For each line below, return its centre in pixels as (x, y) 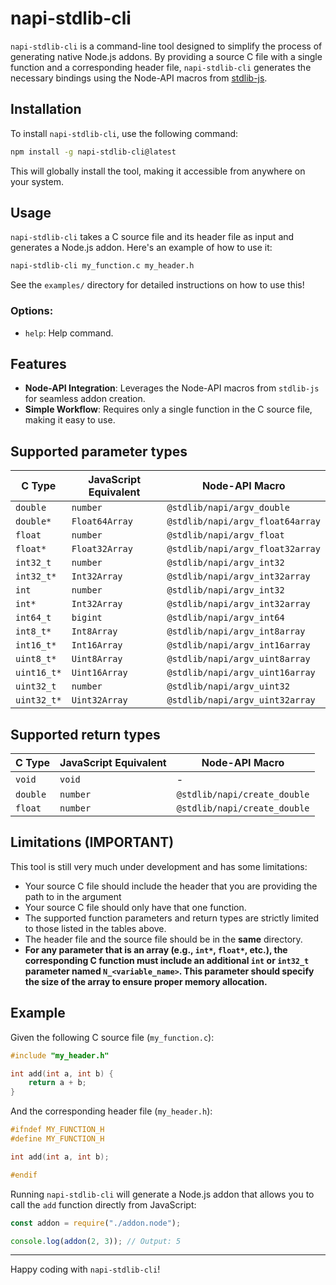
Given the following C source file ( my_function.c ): (112, 1037)
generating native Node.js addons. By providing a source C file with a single (166, 56)
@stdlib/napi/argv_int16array (238, 645)
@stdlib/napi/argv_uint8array (238, 659)
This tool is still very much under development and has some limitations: (159, 866)
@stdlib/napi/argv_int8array (236, 631)
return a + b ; (57, 1083)
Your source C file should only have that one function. (135, 907)
